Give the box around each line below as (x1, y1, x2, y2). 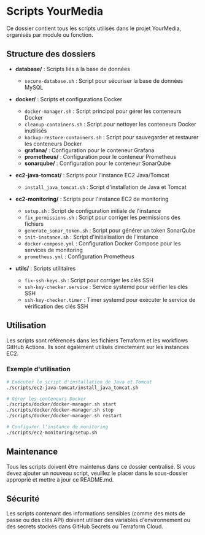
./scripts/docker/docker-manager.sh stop (6, 407, 114, 414)
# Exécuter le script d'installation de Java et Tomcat (6, 379, 152, 385)
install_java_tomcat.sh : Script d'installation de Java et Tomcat (24, 183, 187, 191)
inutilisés (24, 127, 47, 134)
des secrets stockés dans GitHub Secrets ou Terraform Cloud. (6, 523, 164, 530)
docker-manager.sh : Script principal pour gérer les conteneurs (24, 107, 182, 115)
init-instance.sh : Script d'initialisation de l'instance (24, 233, 158, 241)
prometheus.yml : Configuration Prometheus (24, 253, 135, 260)
